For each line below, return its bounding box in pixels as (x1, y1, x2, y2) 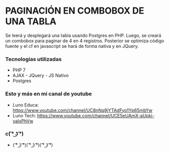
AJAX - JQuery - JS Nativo (12, 72, 69, 79)
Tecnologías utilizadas (5, 55, 62, 62)
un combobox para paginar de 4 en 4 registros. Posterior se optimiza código (5, 38, 164, 44)
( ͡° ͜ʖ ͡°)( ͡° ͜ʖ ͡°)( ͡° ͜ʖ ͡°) (12, 141, 53, 148)
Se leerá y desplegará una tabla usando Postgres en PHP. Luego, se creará (5, 32, 161, 38)
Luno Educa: (12, 102, 39, 108)
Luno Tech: (12, 112, 36, 118)
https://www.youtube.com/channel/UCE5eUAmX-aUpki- (37, 112, 155, 118)
